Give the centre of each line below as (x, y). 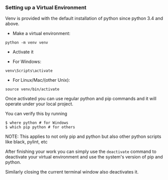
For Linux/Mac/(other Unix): (41, 80)
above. (12, 24)
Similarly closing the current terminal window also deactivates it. (72, 172)
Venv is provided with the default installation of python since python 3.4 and (84, 19)
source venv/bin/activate (32, 89)
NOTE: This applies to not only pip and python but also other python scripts (83, 136)
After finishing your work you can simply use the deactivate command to (81, 151)
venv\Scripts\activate (29, 71)
